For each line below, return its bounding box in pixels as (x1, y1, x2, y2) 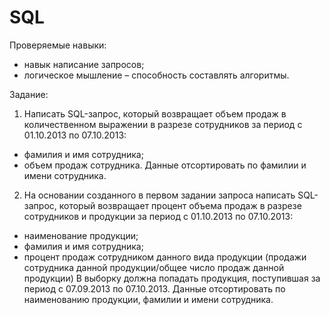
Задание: (9, 88, 49, 100)
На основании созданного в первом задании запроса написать (23, 189, 296, 201)
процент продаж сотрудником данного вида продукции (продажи (23, 251, 307, 263)
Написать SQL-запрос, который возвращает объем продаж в (23, 107, 287, 120)
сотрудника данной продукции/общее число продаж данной (23, 261, 285, 273)
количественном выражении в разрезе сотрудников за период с (23, 118, 303, 130)
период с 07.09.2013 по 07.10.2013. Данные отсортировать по (23, 282, 286, 295)
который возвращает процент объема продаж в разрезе (58, 199, 302, 211)
